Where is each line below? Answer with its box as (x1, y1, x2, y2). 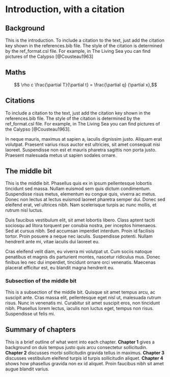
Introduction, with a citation (5, 4, 125, 15)
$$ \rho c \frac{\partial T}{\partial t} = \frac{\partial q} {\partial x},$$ (14, 81, 157, 87)
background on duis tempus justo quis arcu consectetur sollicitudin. (5, 344, 148, 350)
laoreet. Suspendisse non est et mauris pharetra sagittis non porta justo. (5, 146, 157, 153)
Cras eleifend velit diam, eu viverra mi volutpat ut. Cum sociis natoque (5, 248, 152, 255)
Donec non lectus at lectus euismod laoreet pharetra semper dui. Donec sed (5, 197, 165, 203)
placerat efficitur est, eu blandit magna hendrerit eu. (5, 265, 115, 271)
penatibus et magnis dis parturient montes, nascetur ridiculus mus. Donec (5, 254, 160, 260)
